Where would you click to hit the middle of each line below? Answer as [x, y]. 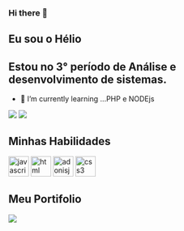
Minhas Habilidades [60, 141]
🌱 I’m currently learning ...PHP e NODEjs [87, 99]
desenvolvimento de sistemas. [88, 79]
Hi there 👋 [28, 13]
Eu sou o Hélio [45, 39]
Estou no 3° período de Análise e [92, 67]
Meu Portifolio [45, 199]
